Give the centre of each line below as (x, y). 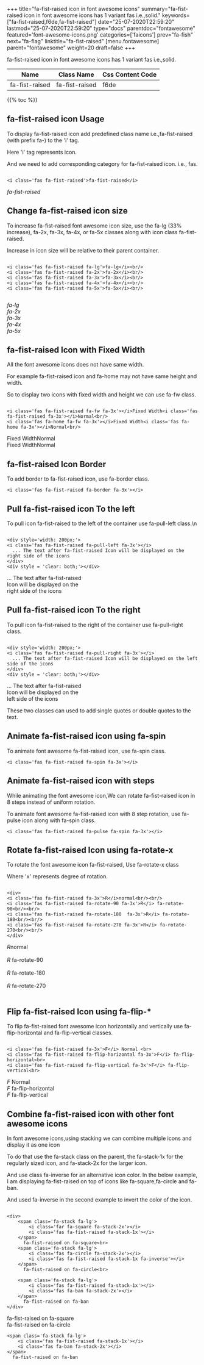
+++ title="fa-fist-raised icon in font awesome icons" (74, 9)
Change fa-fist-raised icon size (67, 211)
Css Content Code (129, 74)
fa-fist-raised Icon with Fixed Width (76, 350)
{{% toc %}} (23, 100)
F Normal (19, 1082)
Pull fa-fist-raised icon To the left (71, 509)
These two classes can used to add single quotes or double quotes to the (99, 711)
